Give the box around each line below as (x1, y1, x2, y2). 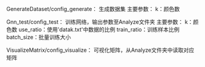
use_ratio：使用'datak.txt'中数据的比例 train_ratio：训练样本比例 (18, 26, 179, 33)
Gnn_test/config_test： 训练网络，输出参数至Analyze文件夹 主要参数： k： (6, 18, 194, 26)
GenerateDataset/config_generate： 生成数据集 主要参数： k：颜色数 (6, 5, 181, 12)
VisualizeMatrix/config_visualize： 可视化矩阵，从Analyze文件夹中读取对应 (6, 46, 195, 54)
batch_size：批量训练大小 (6, 33, 72, 41)
